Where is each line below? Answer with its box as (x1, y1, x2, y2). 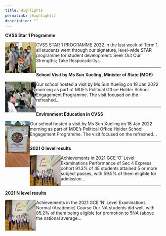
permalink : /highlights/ (5, 13, 56, 18)
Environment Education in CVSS (36, 111, 104, 117)
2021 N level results (5, 190, 47, 196)
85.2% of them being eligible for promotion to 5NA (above (36, 210, 154, 216)
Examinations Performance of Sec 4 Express (61, 160, 152, 166)
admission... (61, 176, 85, 182)
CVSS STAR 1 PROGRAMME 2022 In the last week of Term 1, (36, 42, 159, 48)
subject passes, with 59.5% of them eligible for (61, 170, 157, 177)
